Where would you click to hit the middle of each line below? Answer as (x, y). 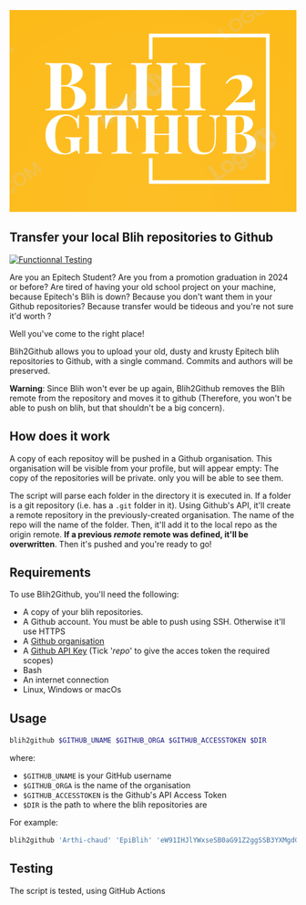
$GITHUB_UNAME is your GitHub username (97, 775)
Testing (31, 869)
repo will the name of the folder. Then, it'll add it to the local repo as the (143, 525)
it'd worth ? (31, 316)
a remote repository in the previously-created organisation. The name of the (152, 515)
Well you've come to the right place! (77, 333)
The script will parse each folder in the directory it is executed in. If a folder (150, 495)
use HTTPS (44, 631)
